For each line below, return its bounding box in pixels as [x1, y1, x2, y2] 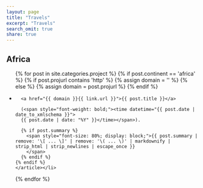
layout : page [6, 8, 40, 15]
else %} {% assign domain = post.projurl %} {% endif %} [15, 82, 158, 90]
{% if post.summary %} [21, 127, 78, 133]
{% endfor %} [15, 175, 50, 183]
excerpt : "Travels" [6, 20, 56, 26]
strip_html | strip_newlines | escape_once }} [15, 143, 136, 149]
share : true [6, 32, 36, 38]
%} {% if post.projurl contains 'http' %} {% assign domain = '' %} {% [15, 76, 188, 84]
